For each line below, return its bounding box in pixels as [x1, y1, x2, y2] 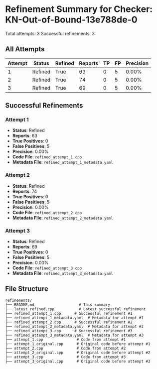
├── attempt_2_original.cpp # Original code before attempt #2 [5, 350, 151, 355]
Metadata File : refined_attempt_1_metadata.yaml [12, 159, 114, 165]
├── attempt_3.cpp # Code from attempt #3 [5, 355, 126, 360]
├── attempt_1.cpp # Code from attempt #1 [5, 337, 126, 342]
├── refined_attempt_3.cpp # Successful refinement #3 [5, 328, 133, 333]
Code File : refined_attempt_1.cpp [12, 154, 82, 160]
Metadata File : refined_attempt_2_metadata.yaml [12, 215, 114, 221]
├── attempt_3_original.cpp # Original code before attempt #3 [5, 359, 151, 364]
